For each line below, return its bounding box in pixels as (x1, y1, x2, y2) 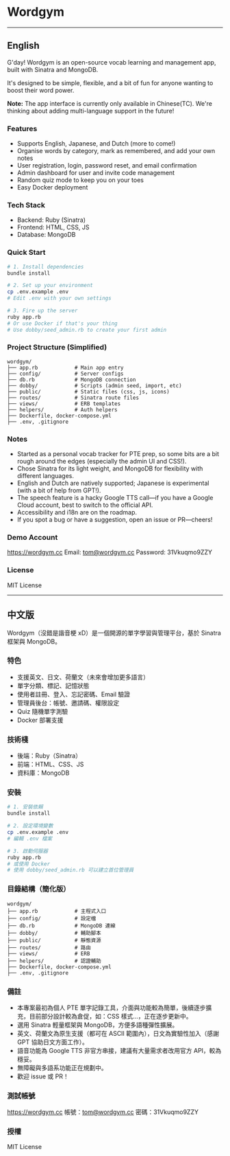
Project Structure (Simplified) (7, 343, 107, 352)
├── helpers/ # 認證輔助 (7, 957, 101, 964)
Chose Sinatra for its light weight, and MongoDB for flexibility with (16, 464, 203, 473)
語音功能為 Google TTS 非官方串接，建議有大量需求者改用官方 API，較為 (16, 1046, 222, 1054)
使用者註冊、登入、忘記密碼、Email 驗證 (16, 690, 131, 698)
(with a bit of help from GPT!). (16, 486, 101, 495)
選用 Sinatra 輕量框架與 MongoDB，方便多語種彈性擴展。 (16, 1021, 179, 1029)
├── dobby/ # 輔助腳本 (7, 929, 101, 936)
